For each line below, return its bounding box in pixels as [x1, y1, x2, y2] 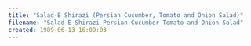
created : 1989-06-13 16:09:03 [8, 26, 107, 34]
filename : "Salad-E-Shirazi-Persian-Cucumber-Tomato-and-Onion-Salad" [8, 19, 244, 27]
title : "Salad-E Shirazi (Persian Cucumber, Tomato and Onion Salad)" [8, 11, 244, 19]
